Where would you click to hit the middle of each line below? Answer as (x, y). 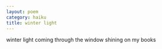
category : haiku (26, 17)
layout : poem (22, 12)
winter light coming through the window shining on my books (81, 40)
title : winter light (32, 23)
